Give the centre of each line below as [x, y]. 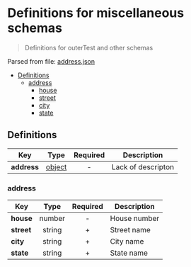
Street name [130, 230]
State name [129, 253]
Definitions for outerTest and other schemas [89, 47]
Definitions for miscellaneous [96, 13]
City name [127, 242]
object [56, 166]
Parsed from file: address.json [51, 61]
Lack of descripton [143, 166]
